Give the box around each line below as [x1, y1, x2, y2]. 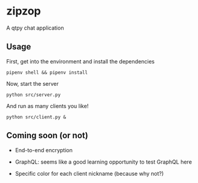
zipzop [6, 4, 41, 18]
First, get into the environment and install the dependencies [6, 57, 155, 65]
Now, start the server [6, 80, 59, 87]
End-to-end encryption [15, 146, 73, 153]
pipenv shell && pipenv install [6, 69, 88, 75]
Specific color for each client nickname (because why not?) [15, 170, 164, 177]
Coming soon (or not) [6, 130, 88, 141]
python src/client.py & [6, 114, 67, 120]
